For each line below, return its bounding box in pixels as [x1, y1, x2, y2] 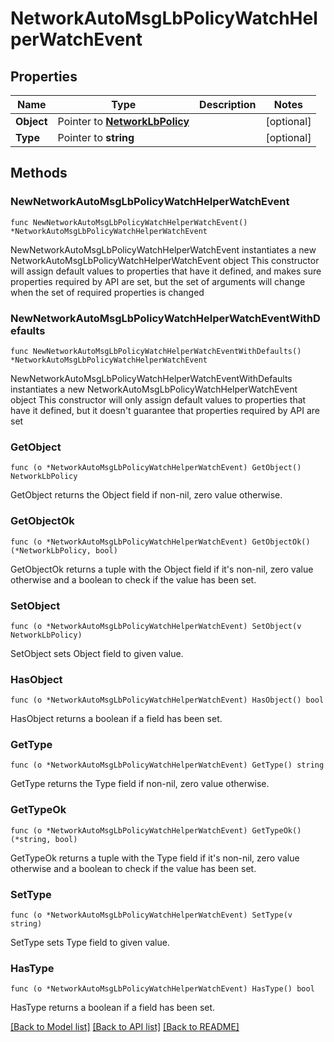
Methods [10, 165, 68, 182]
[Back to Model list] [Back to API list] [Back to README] [10, 1021, 240, 1033]
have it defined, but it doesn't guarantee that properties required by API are [10, 404, 320, 416]
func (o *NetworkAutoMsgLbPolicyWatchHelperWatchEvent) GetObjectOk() [10, 537, 311, 547]
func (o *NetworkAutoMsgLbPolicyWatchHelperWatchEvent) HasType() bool [10, 984, 315, 994]
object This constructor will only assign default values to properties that [10, 393, 307, 406]
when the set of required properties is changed [10, 286, 205, 298]
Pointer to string [57, 131, 135, 144]
